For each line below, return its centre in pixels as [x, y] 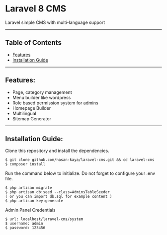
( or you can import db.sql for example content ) [59, 197]
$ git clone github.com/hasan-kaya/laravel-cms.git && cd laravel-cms [80, 160]
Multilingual [24, 113]
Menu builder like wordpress [42, 97]
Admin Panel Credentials [30, 210]
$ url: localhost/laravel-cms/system [44, 219]
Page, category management [42, 92]
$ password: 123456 [25, 228]
